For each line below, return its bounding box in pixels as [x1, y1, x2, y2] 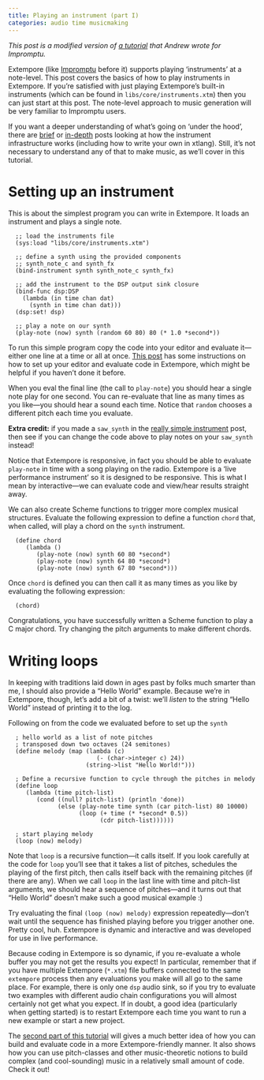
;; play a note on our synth [15, 322, 111, 330]
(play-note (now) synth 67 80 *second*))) [36, 564, 178, 572]
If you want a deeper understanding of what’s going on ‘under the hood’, [8, 122, 243, 131]
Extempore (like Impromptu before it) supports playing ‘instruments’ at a [8, 64, 242, 73]
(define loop [15, 782, 58, 790]
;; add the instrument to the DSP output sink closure [15, 281, 199, 289]
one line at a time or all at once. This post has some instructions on [28, 351, 246, 361]
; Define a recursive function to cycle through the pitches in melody [15, 775, 256, 783]
